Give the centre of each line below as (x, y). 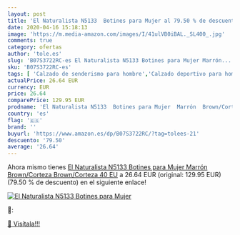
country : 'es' (29, 114)
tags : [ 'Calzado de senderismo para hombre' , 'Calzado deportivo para (115, 74)
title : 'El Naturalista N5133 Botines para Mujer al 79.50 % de (106, 21)
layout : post (27, 14)
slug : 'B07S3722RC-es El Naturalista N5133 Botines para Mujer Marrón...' (121, 61)
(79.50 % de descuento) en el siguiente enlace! (77, 182)
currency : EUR (29, 87)
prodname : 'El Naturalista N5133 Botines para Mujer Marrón (102, 107)
